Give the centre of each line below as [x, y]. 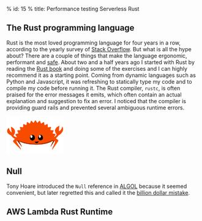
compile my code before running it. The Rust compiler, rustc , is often [93, 88]
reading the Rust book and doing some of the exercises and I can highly [97, 68]
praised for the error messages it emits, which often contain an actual [94, 95]
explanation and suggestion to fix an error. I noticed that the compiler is [96, 101]
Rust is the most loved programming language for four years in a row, [93, 43]
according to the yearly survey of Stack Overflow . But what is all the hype [99, 49]
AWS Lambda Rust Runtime [60, 212]
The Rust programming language [70, 28]
